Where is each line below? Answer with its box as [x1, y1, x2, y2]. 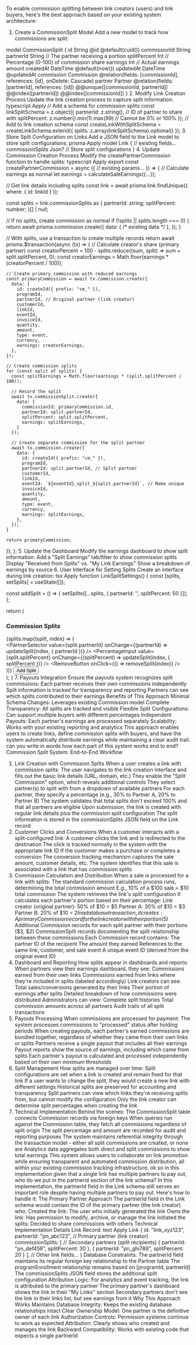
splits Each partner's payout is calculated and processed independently [14, 1052, 188, 1059]
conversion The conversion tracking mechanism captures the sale [14, 853, 174, 860]
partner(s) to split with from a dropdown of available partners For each [14, 785, 185, 792]
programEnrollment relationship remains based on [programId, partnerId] [14, 1264, 191, 1271]
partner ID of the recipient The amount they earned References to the [14, 941, 183, 948]
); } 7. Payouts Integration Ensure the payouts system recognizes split [6, 674, 173, 681]
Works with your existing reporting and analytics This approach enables [6, 724, 180, 731]
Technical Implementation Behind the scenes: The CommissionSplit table [14, 1109, 191, 1116]
